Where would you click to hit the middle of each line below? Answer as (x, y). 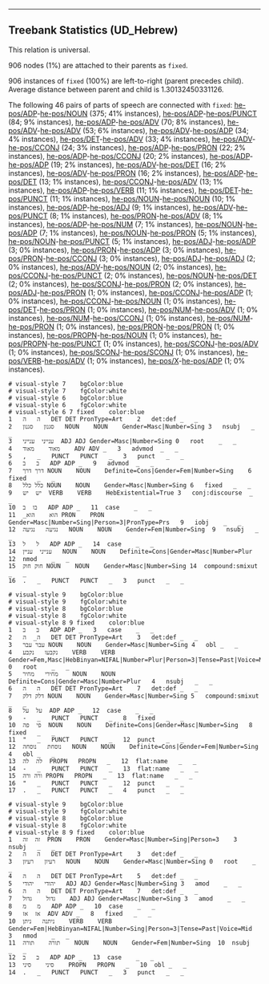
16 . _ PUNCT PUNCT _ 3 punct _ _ (96, 580)
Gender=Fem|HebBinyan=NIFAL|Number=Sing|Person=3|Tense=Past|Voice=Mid (130, 929)
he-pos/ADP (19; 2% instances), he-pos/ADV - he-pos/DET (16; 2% (117, 165)
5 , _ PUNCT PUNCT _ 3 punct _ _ (96, 456)
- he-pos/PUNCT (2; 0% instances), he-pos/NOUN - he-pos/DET (153, 275)
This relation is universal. (49, 50)
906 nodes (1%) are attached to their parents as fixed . (98, 65)
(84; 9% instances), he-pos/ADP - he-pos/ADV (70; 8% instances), (117, 122)
